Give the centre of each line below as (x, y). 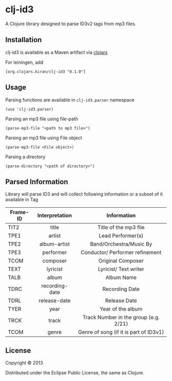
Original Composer (121, 261)
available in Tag (22, 199)
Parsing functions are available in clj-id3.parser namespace (70, 100)
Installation (24, 40)
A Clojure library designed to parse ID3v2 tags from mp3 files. (71, 24)
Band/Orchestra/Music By (121, 244)
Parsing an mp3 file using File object (44, 138)
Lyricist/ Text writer (121, 269)
